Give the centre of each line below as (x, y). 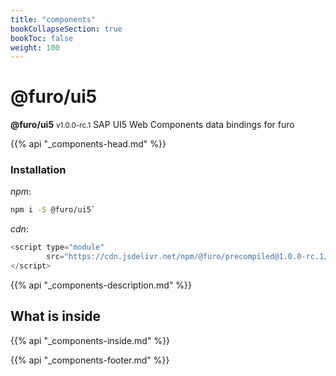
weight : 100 (35, 47)
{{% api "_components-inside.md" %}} (90, 340)
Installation (38, 170)
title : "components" (53, 19)
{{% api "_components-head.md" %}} (88, 144)
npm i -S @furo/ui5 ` (53, 210)
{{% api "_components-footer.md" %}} (90, 360)
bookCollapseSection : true (66, 29)
